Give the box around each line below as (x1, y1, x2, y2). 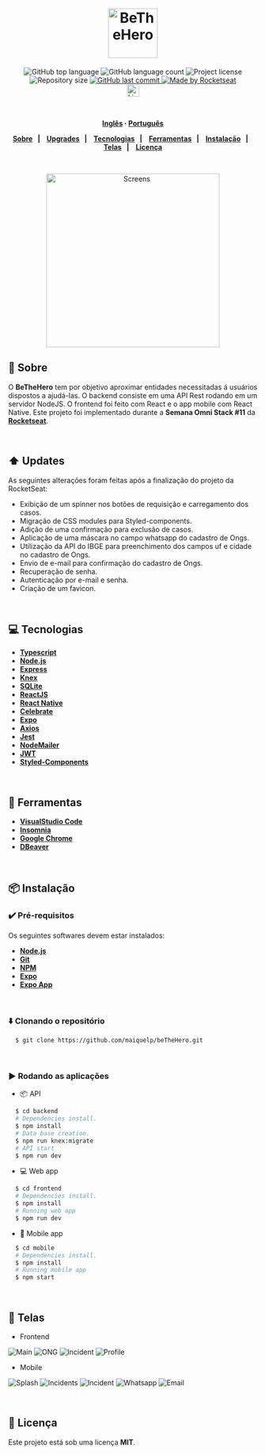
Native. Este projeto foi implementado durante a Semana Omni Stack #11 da (8, 407, 256, 417)
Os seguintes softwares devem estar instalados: (8, 931, 165, 940)
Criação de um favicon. (19, 583, 97, 593)
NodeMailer (19, 740, 60, 750)
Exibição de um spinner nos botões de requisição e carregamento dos (19, 499, 249, 509)
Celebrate (19, 707, 54, 716)
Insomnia (19, 825, 51, 835)
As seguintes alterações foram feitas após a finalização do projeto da (8, 475, 234, 485)
